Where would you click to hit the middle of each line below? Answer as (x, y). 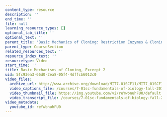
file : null (16, 24)
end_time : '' (19, 19)
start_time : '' (21, 65)
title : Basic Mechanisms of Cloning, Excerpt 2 (55, 70)
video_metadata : (22, 103)
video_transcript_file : (34, 98)
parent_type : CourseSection (34, 47)
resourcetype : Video (27, 61)
